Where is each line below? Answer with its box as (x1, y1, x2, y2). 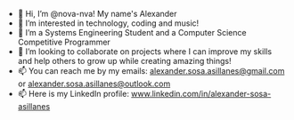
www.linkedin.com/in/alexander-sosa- (130, 89, 272, 99)
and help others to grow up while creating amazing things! (17, 56, 232, 66)
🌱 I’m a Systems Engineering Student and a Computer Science (17, 28, 247, 37)
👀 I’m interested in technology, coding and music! (17, 18, 200, 28)
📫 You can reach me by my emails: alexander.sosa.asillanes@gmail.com (17, 66, 285, 76)
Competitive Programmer (17, 36, 111, 47)
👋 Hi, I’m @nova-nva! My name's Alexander (17, 9, 177, 19)
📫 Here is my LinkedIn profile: (17, 89, 129, 99)
